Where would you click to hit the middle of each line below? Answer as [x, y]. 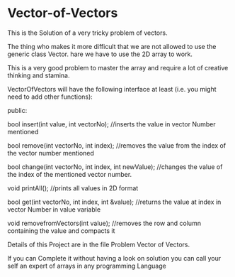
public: [17, 110]
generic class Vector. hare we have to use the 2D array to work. [100, 54]
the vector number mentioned [51, 153]
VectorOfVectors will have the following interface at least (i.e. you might [112, 89]
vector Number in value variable [54, 209]
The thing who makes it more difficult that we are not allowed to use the [112, 46]
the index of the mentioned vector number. [70, 174]
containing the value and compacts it [61, 230]
